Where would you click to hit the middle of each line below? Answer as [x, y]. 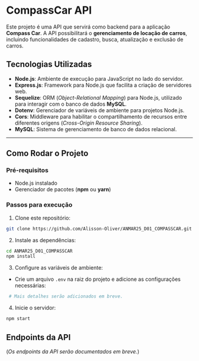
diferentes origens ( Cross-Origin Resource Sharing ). [78, 123]
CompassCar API [49, 10]
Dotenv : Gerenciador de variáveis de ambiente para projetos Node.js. [99, 110]
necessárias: [30, 286]
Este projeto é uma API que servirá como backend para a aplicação [88, 27]
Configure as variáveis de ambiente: [59, 268]
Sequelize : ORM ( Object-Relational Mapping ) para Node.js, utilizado [98, 97]
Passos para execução [39, 205]
